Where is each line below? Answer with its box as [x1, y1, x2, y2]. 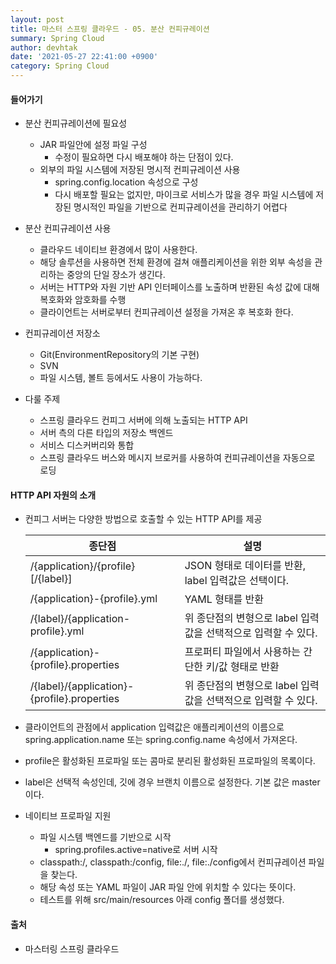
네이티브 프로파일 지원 [24, 810, 112, 822]
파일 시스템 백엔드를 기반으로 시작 [39, 831, 172, 843]
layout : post [10, 14, 65, 25]
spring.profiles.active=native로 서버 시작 [54, 844, 218, 856]
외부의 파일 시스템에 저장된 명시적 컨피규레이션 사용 [39, 164, 241, 176]
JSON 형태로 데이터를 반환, [184, 559, 306, 573]
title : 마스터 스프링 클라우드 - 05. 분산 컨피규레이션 [10, 24, 210, 34]
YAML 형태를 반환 [184, 592, 265, 606]
